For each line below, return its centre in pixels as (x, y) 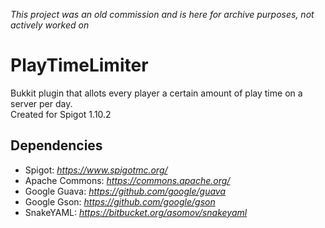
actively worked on (50, 25)
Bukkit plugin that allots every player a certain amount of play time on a (156, 93)
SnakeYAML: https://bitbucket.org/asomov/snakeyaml (136, 212)
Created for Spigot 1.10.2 (61, 114)
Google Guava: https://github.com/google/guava (125, 191)
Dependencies (56, 145)
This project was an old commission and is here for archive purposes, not (162, 14)
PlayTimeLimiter (79, 65)
